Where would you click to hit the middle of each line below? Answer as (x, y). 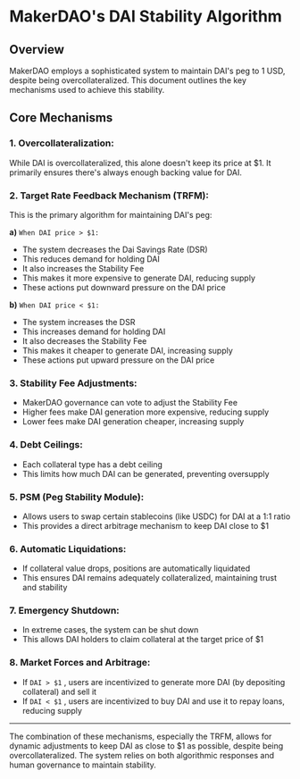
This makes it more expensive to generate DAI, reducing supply (139, 278)
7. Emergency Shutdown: (65, 611)
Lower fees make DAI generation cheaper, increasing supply (133, 422)
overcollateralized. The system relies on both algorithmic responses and (142, 755)
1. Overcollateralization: (62, 143)
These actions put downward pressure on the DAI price (124, 287)
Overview (37, 50)
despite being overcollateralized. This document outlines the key (128, 80)
